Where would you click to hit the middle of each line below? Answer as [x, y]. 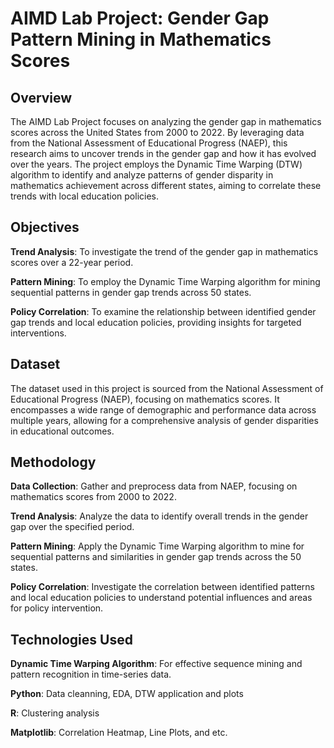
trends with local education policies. [85, 196]
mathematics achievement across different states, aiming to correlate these [166, 185]
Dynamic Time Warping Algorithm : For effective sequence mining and [156, 664]
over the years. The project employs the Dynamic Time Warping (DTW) [156, 164]
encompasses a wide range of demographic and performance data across [163, 409]
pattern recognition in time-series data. [91, 674]
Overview [41, 97]
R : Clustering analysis [55, 713]
